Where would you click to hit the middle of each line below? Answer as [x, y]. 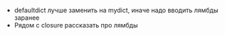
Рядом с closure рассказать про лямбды [76, 25]
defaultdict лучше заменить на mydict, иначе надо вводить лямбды [116, 10]
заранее [27, 18]
